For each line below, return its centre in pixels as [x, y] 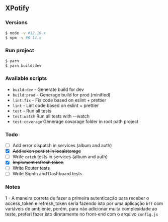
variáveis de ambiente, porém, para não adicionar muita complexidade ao [81, 208]
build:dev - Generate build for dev [48, 89]
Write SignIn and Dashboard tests [47, 174]
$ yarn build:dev [23, 66]
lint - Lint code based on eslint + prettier [56, 105]
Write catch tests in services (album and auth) [60, 157]
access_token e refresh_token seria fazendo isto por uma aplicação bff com [84, 203]
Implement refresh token [38, 162]
